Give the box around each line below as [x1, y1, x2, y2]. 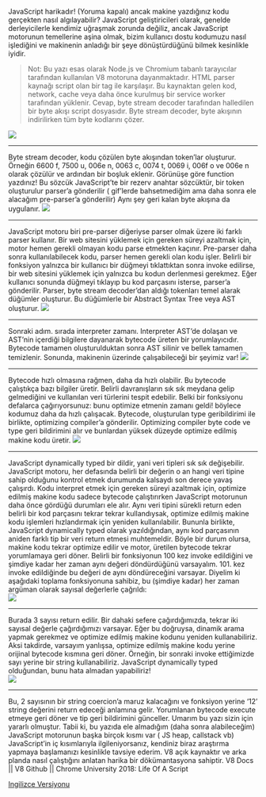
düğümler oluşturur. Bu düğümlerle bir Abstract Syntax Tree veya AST [8, 294, 236, 304]
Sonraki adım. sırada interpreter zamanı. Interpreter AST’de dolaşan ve [8, 327, 238, 335]
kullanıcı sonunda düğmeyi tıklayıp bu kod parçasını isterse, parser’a [8, 278, 231, 286]
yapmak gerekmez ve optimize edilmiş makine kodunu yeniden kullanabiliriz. [8, 632, 257, 642]
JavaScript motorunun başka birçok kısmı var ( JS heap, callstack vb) [8, 730, 235, 740]
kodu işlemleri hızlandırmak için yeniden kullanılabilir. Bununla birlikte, [8, 517, 235, 527]
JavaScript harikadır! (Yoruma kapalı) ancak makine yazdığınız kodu [8, 7, 230, 16]
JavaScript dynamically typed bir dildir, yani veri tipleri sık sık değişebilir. [8, 458, 245, 467]
